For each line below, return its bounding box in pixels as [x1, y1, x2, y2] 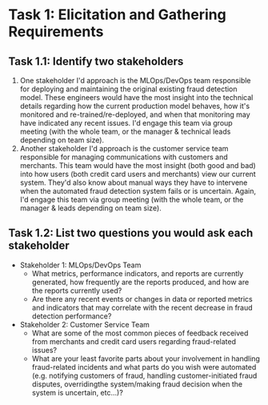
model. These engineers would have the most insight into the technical [19, 93, 254, 102]
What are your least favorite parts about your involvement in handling [31, 354, 260, 363]
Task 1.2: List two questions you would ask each [8, 227, 254, 240]
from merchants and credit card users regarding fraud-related [31, 336, 237, 346]
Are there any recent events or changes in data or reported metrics [31, 294, 254, 303]
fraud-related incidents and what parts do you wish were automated [31, 362, 257, 371]
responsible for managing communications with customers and [19, 152, 228, 162]
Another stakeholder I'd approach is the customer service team [19, 144, 229, 153]
